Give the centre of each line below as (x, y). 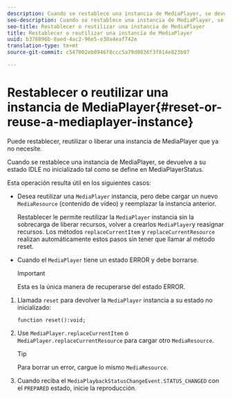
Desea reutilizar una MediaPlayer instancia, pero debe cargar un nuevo (117, 196)
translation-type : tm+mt (43, 46)
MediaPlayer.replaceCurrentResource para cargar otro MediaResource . (115, 340)
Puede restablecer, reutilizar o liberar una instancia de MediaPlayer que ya (113, 141)
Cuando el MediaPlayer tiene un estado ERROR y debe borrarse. (108, 260)
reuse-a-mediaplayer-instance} (100, 122)
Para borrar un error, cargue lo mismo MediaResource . (93, 367)
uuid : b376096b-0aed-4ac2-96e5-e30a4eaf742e (72, 39)
